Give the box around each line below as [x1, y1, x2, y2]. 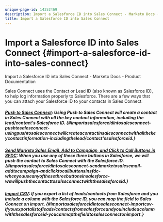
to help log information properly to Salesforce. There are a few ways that [5, 93, 150, 99]
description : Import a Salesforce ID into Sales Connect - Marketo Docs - [5, 12, 160, 16]
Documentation [5, 79, 36, 85]
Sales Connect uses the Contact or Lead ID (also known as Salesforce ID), [5, 88, 153, 94]
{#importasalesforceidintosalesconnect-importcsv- [46, 201, 154, 206]
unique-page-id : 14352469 [5, 7, 57, 12]
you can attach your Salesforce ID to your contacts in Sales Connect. [5, 98, 143, 104]
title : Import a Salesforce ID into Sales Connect [5, 16, 110, 21]
